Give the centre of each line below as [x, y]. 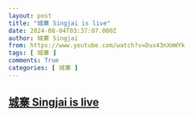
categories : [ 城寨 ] [43, 68]
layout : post [30, 16]
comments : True [34, 61]
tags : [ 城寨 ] [33, 53]
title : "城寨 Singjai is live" [60, 23]
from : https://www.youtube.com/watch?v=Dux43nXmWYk [96, 46]
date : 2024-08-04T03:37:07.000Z [62, 30]
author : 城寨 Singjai [43, 38]
